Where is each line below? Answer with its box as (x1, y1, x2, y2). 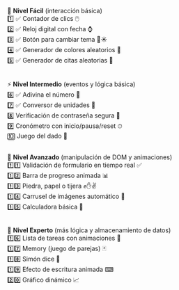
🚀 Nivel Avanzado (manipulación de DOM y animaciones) (7, 153, 173, 161)
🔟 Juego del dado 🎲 (7, 132, 68, 140)
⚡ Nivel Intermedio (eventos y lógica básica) (7, 80, 136, 88)
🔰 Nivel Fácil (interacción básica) (7, 7, 103, 15)
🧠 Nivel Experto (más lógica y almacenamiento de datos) (7, 226, 171, 234)
